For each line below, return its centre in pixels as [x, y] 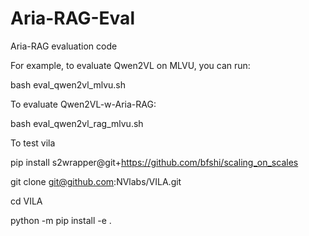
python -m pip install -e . [61, 220]
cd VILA [26, 201]
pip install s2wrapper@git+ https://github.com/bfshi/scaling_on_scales [154, 162]
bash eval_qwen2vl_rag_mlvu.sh [77, 123]
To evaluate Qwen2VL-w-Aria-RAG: [83, 104]
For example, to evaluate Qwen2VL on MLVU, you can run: [130, 65]
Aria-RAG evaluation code [64, 46]
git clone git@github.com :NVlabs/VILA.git [96, 181]
